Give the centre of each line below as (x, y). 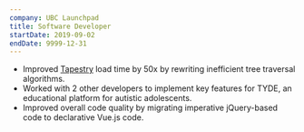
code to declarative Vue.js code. (83, 117)
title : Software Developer (60, 26)
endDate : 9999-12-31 (49, 43)
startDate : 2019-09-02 (52, 35)
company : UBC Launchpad (54, 18)
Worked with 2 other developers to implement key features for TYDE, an (157, 88)
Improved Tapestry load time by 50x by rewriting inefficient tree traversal (159, 69)
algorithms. (44, 79)
